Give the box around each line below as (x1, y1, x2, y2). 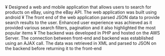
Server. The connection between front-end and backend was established (5, 35, 154, 41)
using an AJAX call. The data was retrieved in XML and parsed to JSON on (5, 40, 157, 46)
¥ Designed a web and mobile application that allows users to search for (5, 4, 152, 10)
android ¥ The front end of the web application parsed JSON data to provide (5, 15, 160, 20)
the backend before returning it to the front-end (5, 46, 102, 51)
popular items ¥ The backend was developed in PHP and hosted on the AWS (5, 30, 160, 36)
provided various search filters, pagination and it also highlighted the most (5, 25, 156, 31)
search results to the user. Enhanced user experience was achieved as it (5, 19, 152, 25)
